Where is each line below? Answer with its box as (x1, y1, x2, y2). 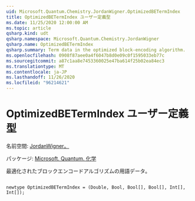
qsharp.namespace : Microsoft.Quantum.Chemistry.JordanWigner (6, 36, 160, 42)
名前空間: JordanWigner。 (6, 142, 70, 149)
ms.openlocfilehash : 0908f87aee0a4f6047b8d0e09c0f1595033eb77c (6, 52, 165, 58)
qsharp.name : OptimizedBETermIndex (6, 42, 94, 48)
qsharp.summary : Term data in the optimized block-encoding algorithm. (6, 47, 186, 53)
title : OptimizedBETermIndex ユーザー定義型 (6, 14, 111, 20)
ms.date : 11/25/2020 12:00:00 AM (6, 19, 88, 25)
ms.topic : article (6, 25, 51, 31)
